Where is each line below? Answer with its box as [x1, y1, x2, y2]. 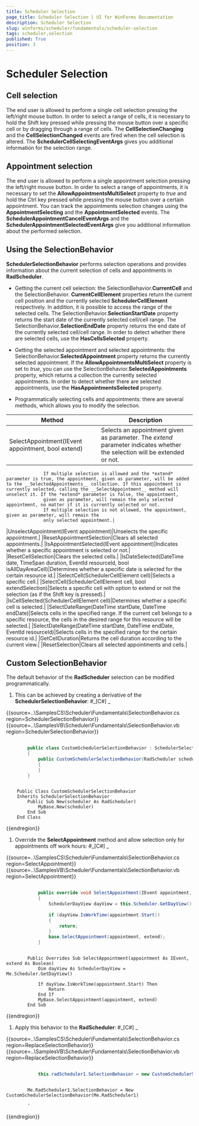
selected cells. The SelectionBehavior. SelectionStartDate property [14, 309, 179, 317]
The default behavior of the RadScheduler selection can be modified [6, 673, 175, 681]
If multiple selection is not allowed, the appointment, [43, 507, 187, 513]
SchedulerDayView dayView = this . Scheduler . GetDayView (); [48, 901, 195, 907]
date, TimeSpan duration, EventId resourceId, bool [6, 559, 129, 566]
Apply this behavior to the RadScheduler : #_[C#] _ [14, 1024, 138, 1031]
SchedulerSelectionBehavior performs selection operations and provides [6, 260, 187, 267]
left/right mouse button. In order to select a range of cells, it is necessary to [6, 113, 191, 120]
